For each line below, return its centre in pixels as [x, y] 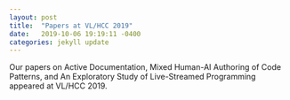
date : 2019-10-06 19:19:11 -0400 [75, 34]
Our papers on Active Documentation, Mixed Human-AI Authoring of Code [145, 67]
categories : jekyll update [59, 42]
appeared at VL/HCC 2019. [59, 86]
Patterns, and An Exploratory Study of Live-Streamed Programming [133, 77]
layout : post [33, 17]
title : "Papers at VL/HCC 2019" [71, 26]
